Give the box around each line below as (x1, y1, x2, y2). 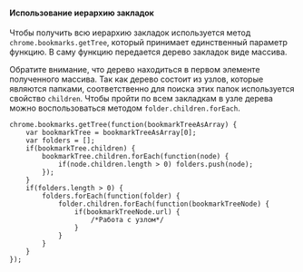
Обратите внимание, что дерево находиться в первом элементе (9, 64, 260, 75)
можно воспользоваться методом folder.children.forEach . (9, 102, 240, 113)
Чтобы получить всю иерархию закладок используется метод (9, 27, 251, 38)
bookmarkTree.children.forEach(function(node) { (42, 152, 230, 161)
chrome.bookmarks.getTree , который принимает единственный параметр (9, 37, 288, 48)
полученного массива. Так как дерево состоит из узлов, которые (9, 73, 264, 85)
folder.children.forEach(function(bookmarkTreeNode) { (57, 199, 270, 209)
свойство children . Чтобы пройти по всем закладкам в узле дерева (9, 93, 274, 104)
